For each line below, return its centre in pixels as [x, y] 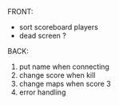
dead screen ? [43, 36]
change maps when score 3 [65, 84]
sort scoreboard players [59, 27]
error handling [42, 92]
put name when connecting [64, 67]
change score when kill [57, 75]
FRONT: [20, 12]
